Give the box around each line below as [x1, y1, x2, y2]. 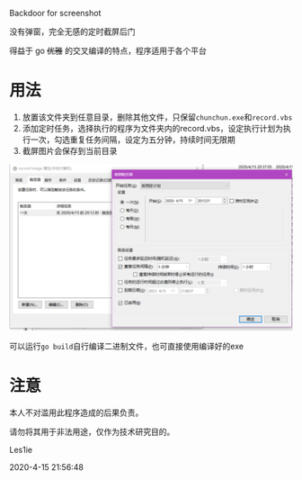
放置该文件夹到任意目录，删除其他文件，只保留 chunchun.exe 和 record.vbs [22, 112, 293, 122]
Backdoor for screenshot [9, 8, 102, 18]
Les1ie [9, 445, 33, 456]
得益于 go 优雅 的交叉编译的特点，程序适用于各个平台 [9, 45, 207, 56]
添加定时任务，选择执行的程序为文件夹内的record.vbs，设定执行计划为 [22, 122, 283, 133]
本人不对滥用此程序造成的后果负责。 [9, 407, 144, 418]
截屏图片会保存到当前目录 [22, 145, 118, 156]
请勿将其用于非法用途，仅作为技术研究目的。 [9, 427, 175, 438]
